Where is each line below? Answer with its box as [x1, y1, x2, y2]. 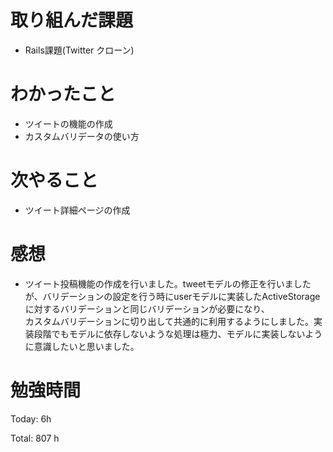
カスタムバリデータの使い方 [24, 130, 140, 142]
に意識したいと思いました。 [24, 340, 140, 352]
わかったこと [10, 83, 117, 106]
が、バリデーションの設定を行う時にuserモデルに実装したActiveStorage [24, 290, 321, 302]
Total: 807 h [10, 432, 60, 444]
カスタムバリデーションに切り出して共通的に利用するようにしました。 [24, 315, 315, 327]
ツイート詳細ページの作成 [24, 204, 131, 216]
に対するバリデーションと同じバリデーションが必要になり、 [24, 302, 270, 315]
